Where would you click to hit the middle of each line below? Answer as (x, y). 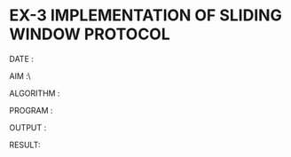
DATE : (21, 59)
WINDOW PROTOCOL (90, 34)
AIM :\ (20, 75)
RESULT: (25, 145)
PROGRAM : (31, 110)
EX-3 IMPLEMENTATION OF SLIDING (145, 16)
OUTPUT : (28, 127)
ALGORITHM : (35, 93)
